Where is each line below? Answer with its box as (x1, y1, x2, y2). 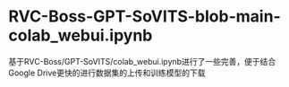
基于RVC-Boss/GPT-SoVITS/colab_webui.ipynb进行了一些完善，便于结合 (8, 56, 276, 66)
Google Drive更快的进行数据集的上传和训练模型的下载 (8, 67, 206, 78)
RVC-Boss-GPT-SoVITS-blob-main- (8, 6, 281, 27)
